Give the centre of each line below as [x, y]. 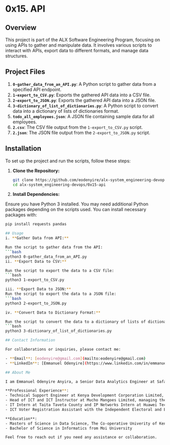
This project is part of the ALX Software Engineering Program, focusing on [83, 40]
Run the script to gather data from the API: [54, 247]
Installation [23, 148]
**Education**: [21, 419]
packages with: [21, 215]
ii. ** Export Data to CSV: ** [36, 261]
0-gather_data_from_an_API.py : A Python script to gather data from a [84, 84]
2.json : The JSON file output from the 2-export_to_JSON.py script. [81, 132]
